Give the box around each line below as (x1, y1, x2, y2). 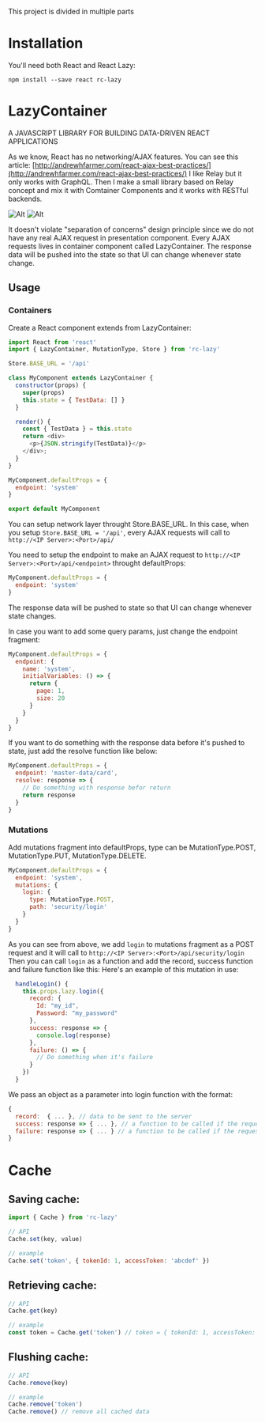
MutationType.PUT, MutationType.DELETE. (8, 850, 147, 861)
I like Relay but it (188, 168, 242, 178)
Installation (8, 35, 84, 52)
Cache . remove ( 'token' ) (8, 1400, 83, 1409)
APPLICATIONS (8, 136, 58, 146)
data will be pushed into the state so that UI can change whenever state (8, 249, 242, 259)
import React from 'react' (8, 338, 97, 346)
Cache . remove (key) (8, 1379, 69, 1387)
